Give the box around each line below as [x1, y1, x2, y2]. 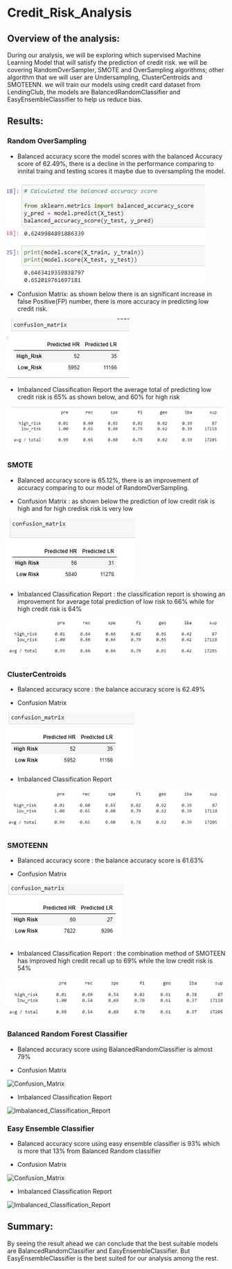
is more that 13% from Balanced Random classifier [17, 1147, 161, 1155]
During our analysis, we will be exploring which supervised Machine [7, 51, 202, 59]
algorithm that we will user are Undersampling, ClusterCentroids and [7, 73, 203, 81]
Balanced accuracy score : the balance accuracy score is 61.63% [17, 856, 204, 865]
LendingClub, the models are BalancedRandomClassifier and [7, 88, 181, 96]
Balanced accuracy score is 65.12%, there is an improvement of [17, 476, 199, 484]
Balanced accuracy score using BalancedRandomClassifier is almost [17, 1045, 213, 1054]
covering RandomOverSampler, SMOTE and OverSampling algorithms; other [7, 66, 224, 74]
